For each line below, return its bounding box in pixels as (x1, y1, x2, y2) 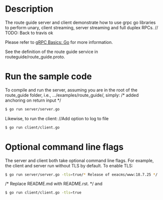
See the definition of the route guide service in (5, 49, 98, 55)
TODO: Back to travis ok (5, 30, 54, 36)
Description (5, 3, 54, 15)
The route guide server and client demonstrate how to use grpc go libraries (5, 19, 156, 25)
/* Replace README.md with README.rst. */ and (5, 181, 103, 187)
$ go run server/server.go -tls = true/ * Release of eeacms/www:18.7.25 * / (5, 172, 158, 177)
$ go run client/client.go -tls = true (5, 190, 82, 195)
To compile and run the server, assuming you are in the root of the (5, 87, 138, 93)
